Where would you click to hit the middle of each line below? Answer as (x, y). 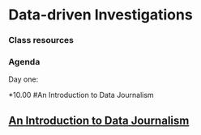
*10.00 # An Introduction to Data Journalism (81, 95)
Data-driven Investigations (100, 15)
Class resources (41, 40)
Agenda (24, 62)
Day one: (24, 79)
